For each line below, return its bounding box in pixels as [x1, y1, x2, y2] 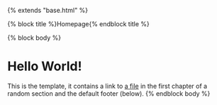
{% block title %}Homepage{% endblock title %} [7, 20, 150, 28]
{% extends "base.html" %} [7, 6, 89, 14]
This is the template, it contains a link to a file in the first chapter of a [7, 82, 208, 90]
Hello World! [7, 58, 82, 74]
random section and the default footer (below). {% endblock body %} [7, 89, 211, 98]
